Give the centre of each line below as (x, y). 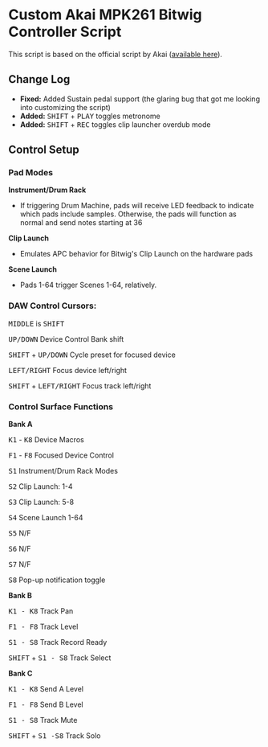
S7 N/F (20, 564)
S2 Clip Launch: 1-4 (41, 486)
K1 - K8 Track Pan (41, 611)
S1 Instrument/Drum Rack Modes (63, 471)
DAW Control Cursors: (53, 306)
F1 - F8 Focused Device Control (61, 455)
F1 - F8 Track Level (43, 627)
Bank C (20, 674)
